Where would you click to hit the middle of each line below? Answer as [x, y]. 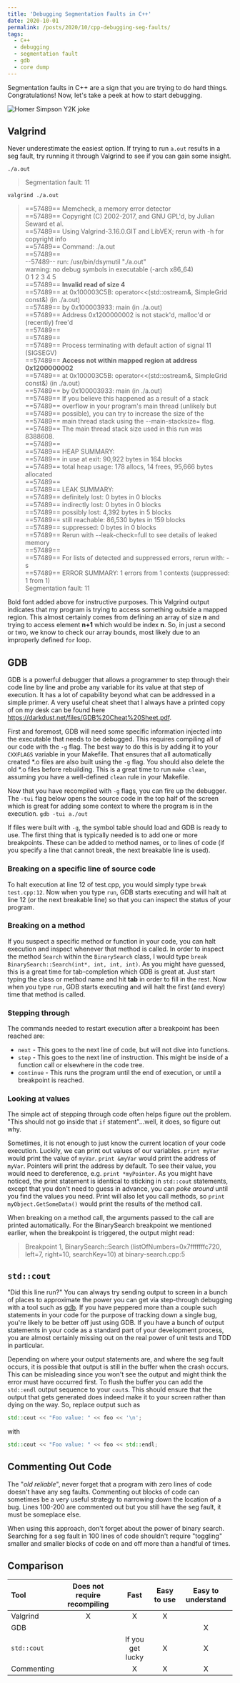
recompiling [88, 1604]
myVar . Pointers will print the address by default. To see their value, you [112, 1166]
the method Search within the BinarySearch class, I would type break [107, 956]
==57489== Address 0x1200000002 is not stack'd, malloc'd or [118, 315]
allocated [39, 474]
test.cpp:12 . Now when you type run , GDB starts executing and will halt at [117, 892]
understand [206, 1599]
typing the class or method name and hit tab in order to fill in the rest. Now [117, 979]
